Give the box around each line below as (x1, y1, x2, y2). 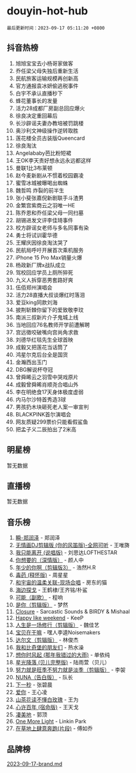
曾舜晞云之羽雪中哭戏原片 (15, 373, 79, 381)
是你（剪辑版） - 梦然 (15, 602, 69, 609)
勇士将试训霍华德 (15, 231, 58, 238)
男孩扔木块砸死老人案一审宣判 (15, 403, 89, 410)
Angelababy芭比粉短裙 (15, 149, 72, 157)
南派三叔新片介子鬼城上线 (15, 314, 79, 321)
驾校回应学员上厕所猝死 (15, 269, 73, 276)
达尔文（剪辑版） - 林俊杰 (15, 636, 79, 643)
